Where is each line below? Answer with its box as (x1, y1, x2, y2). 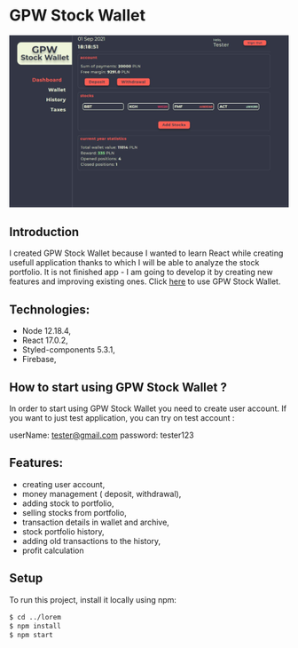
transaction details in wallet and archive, (21, 517, 170, 527)
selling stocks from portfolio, (21, 507, 127, 518)
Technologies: (9, 302, 90, 317)
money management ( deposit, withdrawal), (21, 488, 182, 499)
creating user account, (21, 478, 106, 489)
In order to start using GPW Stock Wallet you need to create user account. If (9, 403, 287, 414)
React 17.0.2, (21, 335, 68, 346)
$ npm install (9, 621, 62, 630)
